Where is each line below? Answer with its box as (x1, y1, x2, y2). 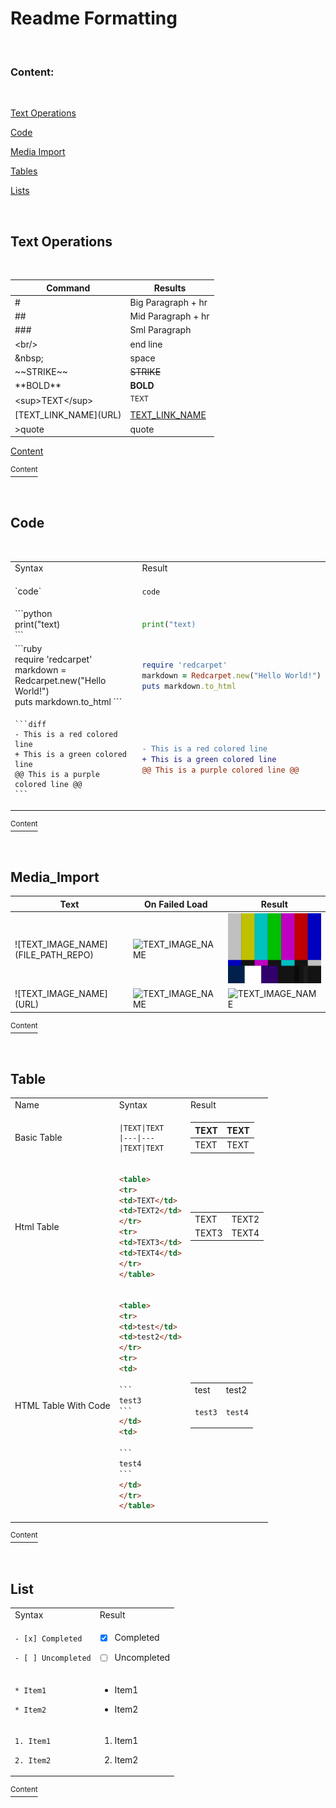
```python (14, 607, 53, 619)
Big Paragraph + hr (129, 296, 208, 308)
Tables (10, 165, 38, 177)
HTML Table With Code (14, 1400, 111, 1412)
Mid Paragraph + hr (129, 310, 210, 322)
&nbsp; (14, 352, 44, 364)
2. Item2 (14, 1755, 52, 1766)
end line (129, 338, 163, 350)
